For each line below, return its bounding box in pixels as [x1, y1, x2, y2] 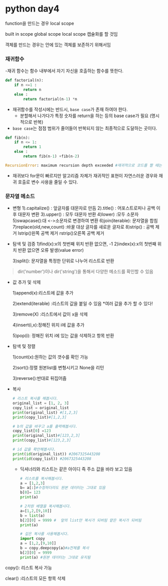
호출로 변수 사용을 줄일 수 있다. [18, 179, 78, 185]
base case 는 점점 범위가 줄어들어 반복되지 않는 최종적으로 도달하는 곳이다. [12, 125, 157, 131]
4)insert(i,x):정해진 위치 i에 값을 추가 [12, 322, 85, 328]
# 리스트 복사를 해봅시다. [12, 396, 59, 401]
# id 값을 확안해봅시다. [12, 447, 56, 452]
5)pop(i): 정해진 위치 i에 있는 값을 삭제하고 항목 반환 [12, 333, 114, 339]
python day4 [5, 3, 60, 15]
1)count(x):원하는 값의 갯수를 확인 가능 [12, 354, 89, 360]
